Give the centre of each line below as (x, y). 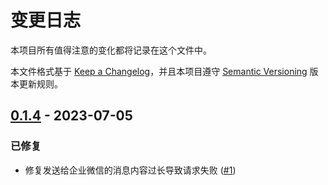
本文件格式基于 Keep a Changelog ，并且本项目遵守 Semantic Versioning (159, 71)
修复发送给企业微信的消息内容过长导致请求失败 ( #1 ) (130, 170)
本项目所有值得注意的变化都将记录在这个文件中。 (111, 50)
